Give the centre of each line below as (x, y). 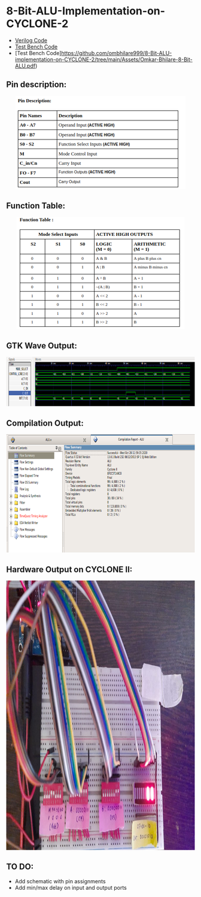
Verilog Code (31, 40)
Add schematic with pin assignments (60, 881)
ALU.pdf (25, 66)
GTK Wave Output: (42, 346)
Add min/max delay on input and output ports (71, 887)
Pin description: (36, 85)
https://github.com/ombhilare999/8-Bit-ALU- (117, 53)
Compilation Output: (45, 423)
